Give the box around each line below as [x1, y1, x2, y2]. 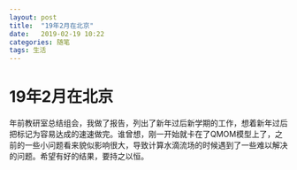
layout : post [9, 12, 57, 22]
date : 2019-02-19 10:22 [9, 29, 104, 38]
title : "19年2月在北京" [9, 21, 95, 30]
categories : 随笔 [9, 37, 71, 47]
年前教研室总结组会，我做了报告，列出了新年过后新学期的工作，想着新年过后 [9, 118, 288, 128]
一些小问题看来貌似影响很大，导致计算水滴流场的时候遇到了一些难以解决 [24, 140, 288, 151]
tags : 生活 [9, 46, 47, 55]
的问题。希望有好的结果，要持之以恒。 [9, 151, 148, 162]
